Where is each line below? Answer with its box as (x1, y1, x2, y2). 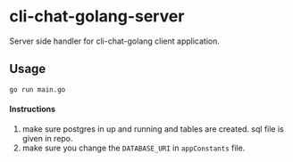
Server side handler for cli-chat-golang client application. (9, 36, 221, 46)
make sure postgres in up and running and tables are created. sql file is (21, 123, 284, 134)
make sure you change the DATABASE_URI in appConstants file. (21, 142, 246, 153)
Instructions (9, 104, 56, 115)
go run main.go (9, 85, 66, 94)
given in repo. (21, 133, 73, 143)
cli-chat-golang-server (9, 6, 185, 27)
